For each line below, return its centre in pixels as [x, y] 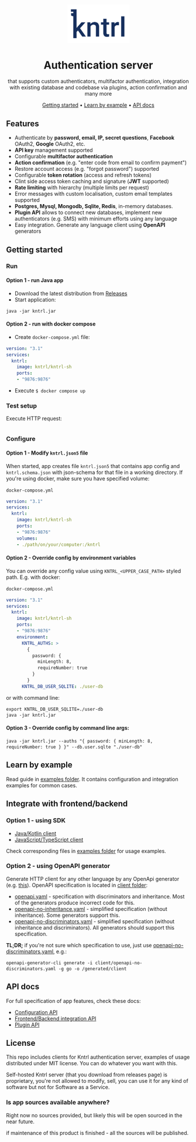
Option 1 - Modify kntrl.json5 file [47, 453]
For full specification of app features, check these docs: [73, 1001]
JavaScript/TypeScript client [49, 839]
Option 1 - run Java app [35, 280]
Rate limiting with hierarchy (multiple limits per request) [82, 188]
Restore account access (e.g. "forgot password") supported [87, 169]
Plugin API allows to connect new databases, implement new [88, 212]
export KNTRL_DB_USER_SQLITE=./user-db [55, 709]
